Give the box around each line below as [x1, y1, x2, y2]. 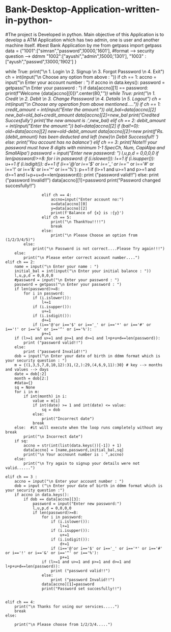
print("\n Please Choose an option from [50, 233, 138, 238]
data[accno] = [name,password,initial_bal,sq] [23, 447, 124, 453]
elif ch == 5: [41, 215, 72, 220]
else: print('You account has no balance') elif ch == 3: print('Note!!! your [5, 139, 157, 145]
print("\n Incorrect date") [23, 434, 83, 439]
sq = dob [41, 407, 60, 412]
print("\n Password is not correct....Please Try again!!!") [32, 246, 165, 251]
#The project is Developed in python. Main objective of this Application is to [5, 31, 164, 37]
